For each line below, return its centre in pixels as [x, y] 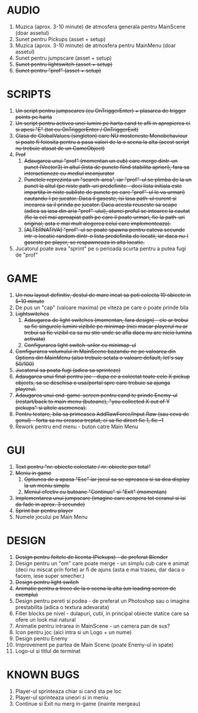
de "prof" [26, 255]
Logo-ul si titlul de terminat [48, 651]
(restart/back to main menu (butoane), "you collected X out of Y [92, 401]
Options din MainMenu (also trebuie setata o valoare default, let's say [99, 357]
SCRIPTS [29, 94]
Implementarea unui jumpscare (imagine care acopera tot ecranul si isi [100, 498]
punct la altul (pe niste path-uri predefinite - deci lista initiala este [103, 186]
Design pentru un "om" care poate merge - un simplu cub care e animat [102, 563]
